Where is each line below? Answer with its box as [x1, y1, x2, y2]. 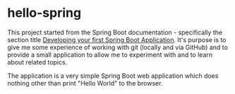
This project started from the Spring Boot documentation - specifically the [7, 28, 223, 36]
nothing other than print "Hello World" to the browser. [7, 79, 163, 87]
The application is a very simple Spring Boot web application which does [7, 72, 219, 80]
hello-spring [7, 5, 82, 21]
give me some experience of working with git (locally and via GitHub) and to [7, 43, 228, 51]
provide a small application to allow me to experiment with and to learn [7, 51, 213, 59]
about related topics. [7, 58, 68, 66]
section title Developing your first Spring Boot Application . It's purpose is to [7, 35, 227, 43]
